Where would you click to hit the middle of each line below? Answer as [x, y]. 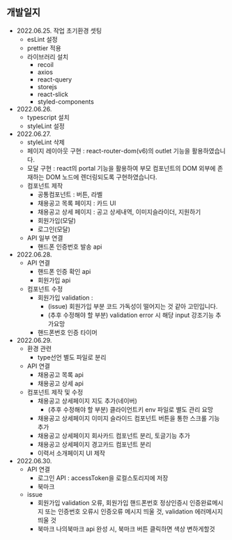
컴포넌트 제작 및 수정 [55, 392]
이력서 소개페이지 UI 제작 [71, 453]
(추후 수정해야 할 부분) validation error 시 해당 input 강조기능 [131, 315]
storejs [47, 86]
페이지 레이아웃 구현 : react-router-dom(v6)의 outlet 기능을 [109, 151]
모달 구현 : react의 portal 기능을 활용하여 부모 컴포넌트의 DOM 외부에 [121, 168]
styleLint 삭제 [46, 142]
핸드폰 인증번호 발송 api [70, 247]
